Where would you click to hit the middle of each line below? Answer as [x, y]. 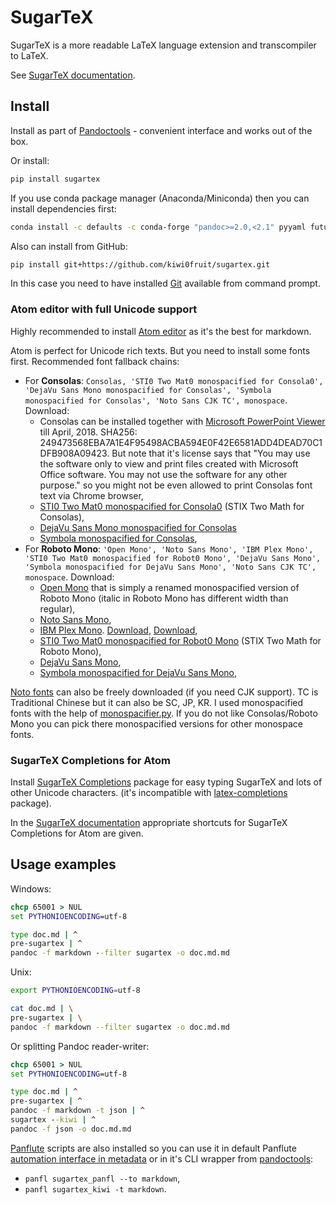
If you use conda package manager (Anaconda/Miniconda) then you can [160, 198]
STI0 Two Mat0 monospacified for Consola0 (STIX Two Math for [172, 506]
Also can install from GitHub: [69, 246]
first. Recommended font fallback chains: [95, 361]
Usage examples [63, 864]
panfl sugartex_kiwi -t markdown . [95, 1188]
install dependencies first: [63, 208]
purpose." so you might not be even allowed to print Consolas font [176, 485]
